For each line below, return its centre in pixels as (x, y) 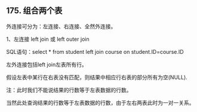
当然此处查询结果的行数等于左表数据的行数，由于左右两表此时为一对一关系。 (100, 102)
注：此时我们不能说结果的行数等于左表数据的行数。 (69, 90)
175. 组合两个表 (34, 11)
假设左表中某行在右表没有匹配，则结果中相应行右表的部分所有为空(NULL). (97, 77)
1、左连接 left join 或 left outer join (48, 39)
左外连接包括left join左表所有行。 (47, 64)
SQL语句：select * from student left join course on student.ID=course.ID (95, 52)
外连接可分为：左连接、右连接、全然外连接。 (61, 26)
